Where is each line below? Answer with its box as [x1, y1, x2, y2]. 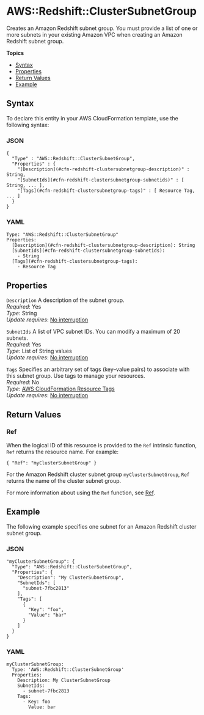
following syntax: [6, 121, 49, 128]
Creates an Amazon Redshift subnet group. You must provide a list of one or [6, 24, 198, 32]
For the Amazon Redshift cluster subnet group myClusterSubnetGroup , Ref [6, 471, 190, 478]
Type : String [6, 310, 37, 317]
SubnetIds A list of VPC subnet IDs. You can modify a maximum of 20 [6, 328, 180, 335]
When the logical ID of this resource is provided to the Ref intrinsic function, [6, 441, 197, 449]
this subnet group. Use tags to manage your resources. [6, 372, 145, 380]
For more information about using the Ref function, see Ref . [6, 489, 156, 496]
